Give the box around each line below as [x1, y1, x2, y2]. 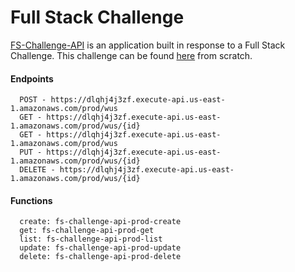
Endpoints [10, 72, 54, 85]
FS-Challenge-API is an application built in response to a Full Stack [10, 39, 286, 51]
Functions [10, 194, 53, 206]
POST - [19, 95, 47, 105]
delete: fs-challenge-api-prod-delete [19, 252, 182, 262]
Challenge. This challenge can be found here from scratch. [10, 49, 253, 61]
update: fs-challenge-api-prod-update [19, 243, 182, 253]
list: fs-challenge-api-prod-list [19, 234, 163, 245]
